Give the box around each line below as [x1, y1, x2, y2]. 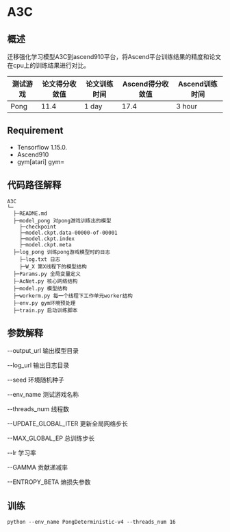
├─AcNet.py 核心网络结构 [13, 277, 78, 285]
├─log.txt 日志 [19, 255, 61, 263]
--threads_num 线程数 [7, 405, 70, 413]
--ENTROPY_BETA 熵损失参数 [7, 478, 91, 486]
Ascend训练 [177, 80, 218, 89]
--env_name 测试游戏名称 [7, 391, 79, 399]
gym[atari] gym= [16, 157, 65, 165]
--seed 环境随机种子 [7, 375, 65, 384]
